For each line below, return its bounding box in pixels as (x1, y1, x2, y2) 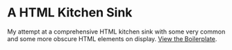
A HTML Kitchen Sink (7, 5, 133, 21)
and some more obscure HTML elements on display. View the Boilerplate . (7, 34, 217, 42)
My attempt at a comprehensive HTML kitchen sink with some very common (7, 27, 226, 36)
